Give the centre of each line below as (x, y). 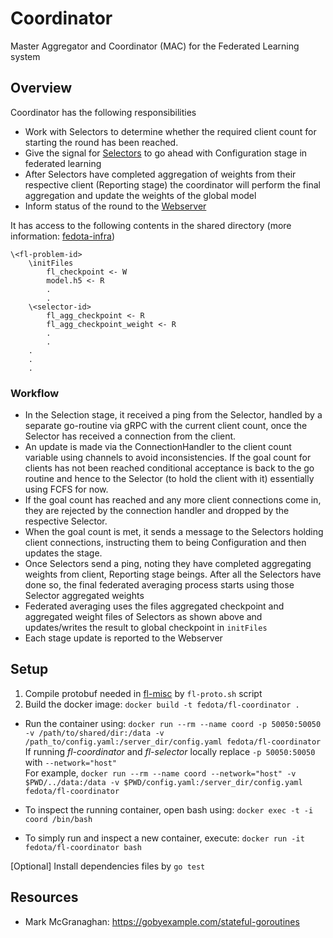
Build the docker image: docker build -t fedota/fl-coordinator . (162, 704)
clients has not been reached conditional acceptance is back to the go (169, 468)
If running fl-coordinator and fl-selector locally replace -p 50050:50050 (170, 751)
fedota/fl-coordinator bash (83, 847)
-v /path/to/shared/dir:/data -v (94, 733)
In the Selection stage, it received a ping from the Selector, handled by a (173, 415)
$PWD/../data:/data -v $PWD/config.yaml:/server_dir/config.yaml (163, 782)
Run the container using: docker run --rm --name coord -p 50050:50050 (173, 723)
